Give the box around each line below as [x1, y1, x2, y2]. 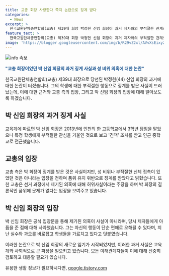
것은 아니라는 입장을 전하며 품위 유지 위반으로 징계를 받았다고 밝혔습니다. [14, 175, 157, 181]
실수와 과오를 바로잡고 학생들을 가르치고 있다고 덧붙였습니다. [10, 231, 129, 237]
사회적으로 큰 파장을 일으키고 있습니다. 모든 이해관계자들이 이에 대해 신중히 [14, 248, 161, 254]
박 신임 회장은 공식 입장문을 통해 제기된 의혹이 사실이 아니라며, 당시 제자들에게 [5, 218, 158, 225]
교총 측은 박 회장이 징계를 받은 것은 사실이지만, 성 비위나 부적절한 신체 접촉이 [5, 169, 155, 175]
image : [5, 40, 19, 45]
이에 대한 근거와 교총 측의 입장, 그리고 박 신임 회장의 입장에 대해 [20, 89, 144, 95]
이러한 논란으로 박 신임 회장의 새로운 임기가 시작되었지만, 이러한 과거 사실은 [5, 242, 153, 248]
